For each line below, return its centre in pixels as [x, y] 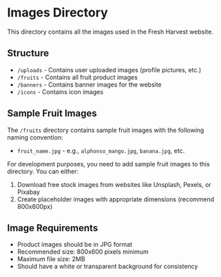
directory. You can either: [43, 171]
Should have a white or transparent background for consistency [107, 267]
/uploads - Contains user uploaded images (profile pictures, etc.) [109, 69]
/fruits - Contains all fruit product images [77, 77]
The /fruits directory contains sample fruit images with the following [106, 130]
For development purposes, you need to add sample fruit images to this [108, 164]
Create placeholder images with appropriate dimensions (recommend [116, 199]
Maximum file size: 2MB [51, 259]
